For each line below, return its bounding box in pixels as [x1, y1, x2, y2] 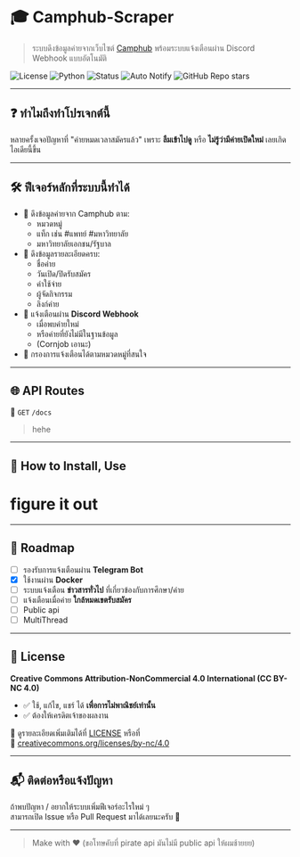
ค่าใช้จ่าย [36, 278, 61, 289]
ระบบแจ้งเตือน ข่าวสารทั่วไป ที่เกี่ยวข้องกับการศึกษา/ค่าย [22, 584, 185, 595]
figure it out [10, 494, 99, 514]
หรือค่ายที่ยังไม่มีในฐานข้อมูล [36, 328, 118, 339]
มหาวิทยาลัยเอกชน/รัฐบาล [36, 238, 112, 249]
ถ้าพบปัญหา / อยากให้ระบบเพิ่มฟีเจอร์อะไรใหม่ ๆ [10, 801, 150, 812]
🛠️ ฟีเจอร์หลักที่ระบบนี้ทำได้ [10, 180, 130, 195]
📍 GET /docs [10, 407, 53, 417]
